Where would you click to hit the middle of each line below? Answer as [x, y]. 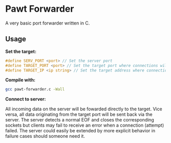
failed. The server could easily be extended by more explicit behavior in [80, 131]
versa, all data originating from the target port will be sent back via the [79, 114]
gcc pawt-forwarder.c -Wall [35, 89]
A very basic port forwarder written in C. [48, 23]
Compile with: [20, 80]
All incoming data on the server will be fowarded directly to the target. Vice [84, 109]
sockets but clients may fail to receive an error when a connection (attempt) [85, 125]
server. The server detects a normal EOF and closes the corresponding [80, 120]
